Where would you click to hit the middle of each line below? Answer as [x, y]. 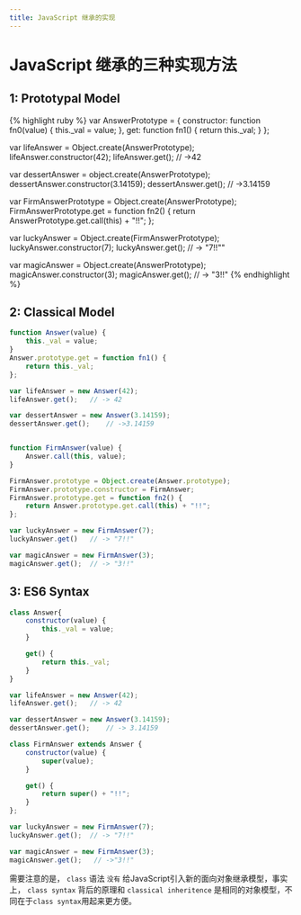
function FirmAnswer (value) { [66, 448]
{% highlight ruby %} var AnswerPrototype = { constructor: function [135, 120]
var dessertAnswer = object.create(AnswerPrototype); [110, 174]
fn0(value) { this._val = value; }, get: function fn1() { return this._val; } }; [139, 130]
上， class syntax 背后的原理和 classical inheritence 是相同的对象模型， [147, 889]
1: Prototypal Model [65, 99]
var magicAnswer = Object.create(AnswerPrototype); [108, 265]
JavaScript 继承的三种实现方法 [124, 65]
